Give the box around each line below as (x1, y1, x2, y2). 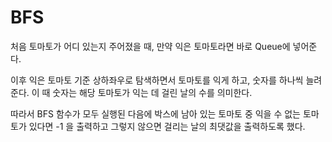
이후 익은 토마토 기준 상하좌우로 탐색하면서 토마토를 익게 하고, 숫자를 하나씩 (10, 74, 304, 86)
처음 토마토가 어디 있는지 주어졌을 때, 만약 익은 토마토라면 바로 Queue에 (10, 40, 291, 52)
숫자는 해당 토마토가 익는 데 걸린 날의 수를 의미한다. (52, 86, 253, 98)
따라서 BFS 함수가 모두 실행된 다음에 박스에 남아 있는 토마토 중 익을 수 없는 (10, 107, 301, 120)
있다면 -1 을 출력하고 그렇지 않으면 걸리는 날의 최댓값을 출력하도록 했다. (28, 120, 306, 132)
